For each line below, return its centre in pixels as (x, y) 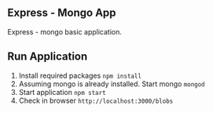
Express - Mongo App (62, 13)
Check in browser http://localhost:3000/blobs (96, 100)
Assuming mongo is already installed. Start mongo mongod (112, 84)
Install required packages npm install (80, 75)
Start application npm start (62, 92)
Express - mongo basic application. (65, 31)
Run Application (48, 57)
